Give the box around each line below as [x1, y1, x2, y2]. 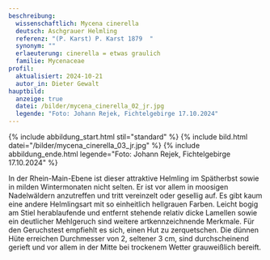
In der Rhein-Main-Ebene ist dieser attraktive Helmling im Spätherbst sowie [8, 173, 259, 183]
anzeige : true [15, 95, 63, 103]
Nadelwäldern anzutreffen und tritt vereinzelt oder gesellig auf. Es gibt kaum [8, 191, 263, 200]
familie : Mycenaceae [15, 58, 85, 66]
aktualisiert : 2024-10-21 [15, 72, 103, 80]
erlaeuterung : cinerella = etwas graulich [15, 49, 161, 58]
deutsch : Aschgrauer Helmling [15, 27, 117, 35]
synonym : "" [15, 42, 57, 50]
